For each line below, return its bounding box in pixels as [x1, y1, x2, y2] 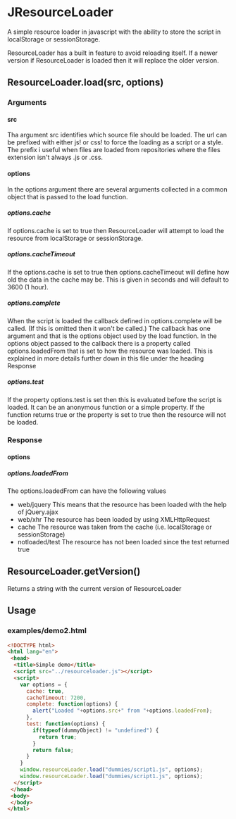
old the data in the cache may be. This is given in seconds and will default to [7, 275, 229, 284]
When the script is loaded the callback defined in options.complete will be [7, 316, 222, 325]
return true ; [38, 733, 77, 740]
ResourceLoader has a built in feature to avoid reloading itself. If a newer [7, 49, 218, 57]
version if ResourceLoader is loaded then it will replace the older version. [7, 56, 220, 64]
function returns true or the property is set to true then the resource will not [7, 410, 227, 419]
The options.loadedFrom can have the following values [7, 487, 167, 495]
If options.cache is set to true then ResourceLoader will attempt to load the [7, 226, 224, 235]
